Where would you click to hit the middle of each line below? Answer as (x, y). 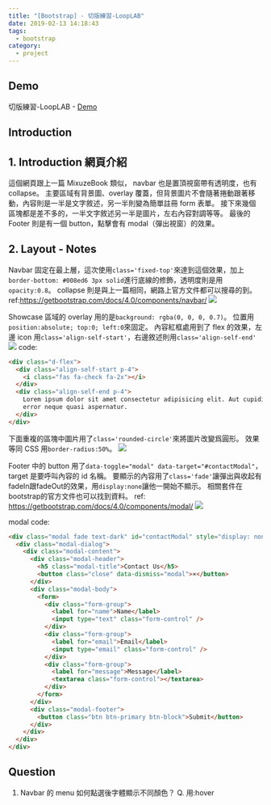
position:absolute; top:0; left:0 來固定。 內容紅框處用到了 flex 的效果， (132, 327)
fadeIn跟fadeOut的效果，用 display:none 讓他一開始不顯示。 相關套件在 (126, 486)
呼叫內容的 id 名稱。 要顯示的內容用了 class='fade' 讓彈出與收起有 (153, 476)
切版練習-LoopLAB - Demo (53, 107)
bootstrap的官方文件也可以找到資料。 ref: (77, 496)
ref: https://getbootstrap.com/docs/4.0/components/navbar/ (108, 300)
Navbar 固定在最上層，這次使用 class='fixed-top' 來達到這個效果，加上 (126, 270)
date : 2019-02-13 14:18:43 (54, 23)
